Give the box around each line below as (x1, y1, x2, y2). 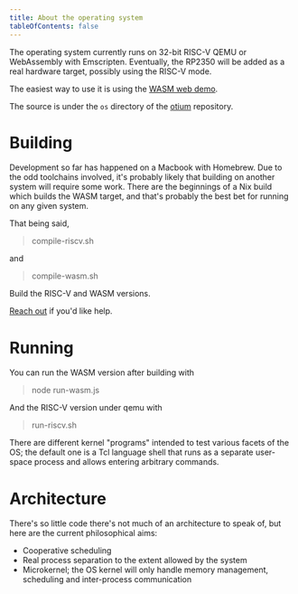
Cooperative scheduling (22, 545, 112, 556)
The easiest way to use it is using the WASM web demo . (9, 83, 219, 94)
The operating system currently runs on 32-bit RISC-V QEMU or (9, 46, 247, 57)
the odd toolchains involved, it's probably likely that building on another (9, 172, 275, 183)
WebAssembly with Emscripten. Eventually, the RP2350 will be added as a (9, 56, 285, 67)
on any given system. (9, 201, 88, 212)
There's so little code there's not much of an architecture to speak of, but (9, 518, 282, 529)
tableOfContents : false (9, 22, 99, 31)
